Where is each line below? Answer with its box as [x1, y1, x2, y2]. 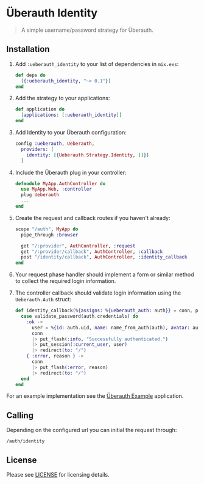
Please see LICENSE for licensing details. [6, 471, 110, 478]
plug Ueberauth [21, 192, 60, 198]
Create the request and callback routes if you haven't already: [15, 214, 171, 221]
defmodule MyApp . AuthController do [15, 180, 106, 186]
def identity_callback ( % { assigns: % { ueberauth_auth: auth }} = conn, [15, 307, 193, 314]
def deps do [15, 72, 46, 78]
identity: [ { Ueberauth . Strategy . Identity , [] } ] [26, 152, 149, 158]
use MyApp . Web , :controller [21, 186, 93, 193]
